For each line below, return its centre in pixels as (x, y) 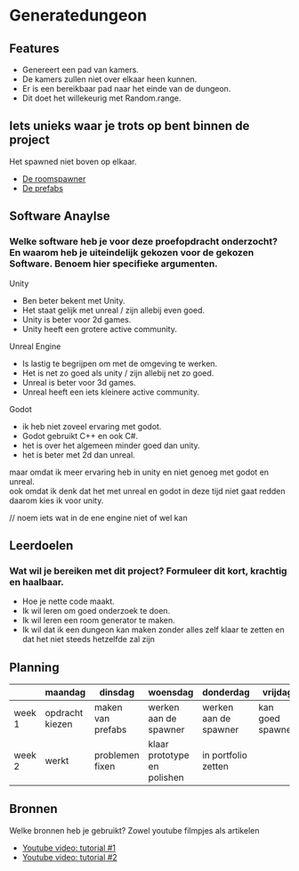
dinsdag (117, 692)
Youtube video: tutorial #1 (69, 848)
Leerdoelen (41, 545)
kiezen (59, 724)
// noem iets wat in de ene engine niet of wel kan (99, 517)
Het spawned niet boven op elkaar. (73, 161)
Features (34, 49)
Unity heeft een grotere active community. (100, 329)
